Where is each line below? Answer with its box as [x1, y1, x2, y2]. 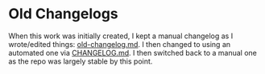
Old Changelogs [8, 5, 118, 23]
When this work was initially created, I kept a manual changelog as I [8, 31, 234, 41]
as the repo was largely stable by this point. [8, 56, 153, 66]
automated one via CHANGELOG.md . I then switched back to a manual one [8, 48, 258, 57]
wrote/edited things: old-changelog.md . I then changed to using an [8, 39, 231, 49]
